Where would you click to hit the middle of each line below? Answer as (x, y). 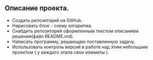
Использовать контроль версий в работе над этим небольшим (80, 46)
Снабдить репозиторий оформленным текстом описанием (75, 31)
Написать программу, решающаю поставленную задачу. (73, 41)
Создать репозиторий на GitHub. (47, 20)
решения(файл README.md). (43, 36)
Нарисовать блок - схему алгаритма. (52, 25)
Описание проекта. (37, 8)
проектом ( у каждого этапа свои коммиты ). (60, 52)
